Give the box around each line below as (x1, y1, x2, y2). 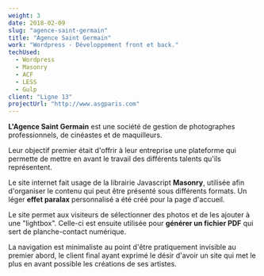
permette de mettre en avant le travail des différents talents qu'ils (8, 154, 222, 163)
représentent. (8, 163, 53, 172)
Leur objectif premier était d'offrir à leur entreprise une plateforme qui (8, 146, 236, 155)
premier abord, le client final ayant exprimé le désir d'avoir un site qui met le (8, 251, 256, 260)
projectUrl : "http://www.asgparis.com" (8, 100, 140, 108)
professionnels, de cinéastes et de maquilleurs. (8, 130, 163, 140)
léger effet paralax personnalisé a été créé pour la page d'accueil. (8, 195, 225, 205)
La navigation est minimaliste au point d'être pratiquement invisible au (8, 243, 236, 252)
